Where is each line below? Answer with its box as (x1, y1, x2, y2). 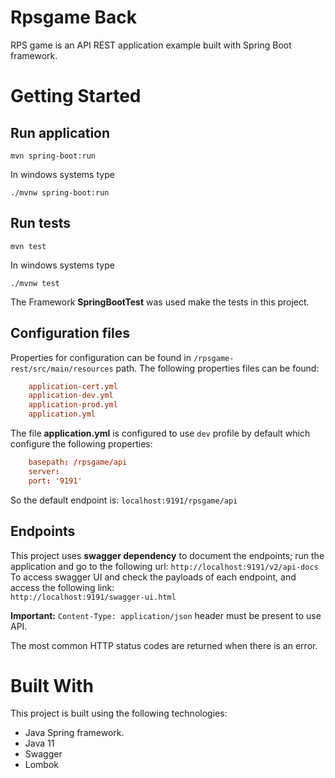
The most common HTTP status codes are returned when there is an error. (10, 639, 318, 651)
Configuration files (10, 325, 130, 342)
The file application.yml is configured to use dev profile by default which (10, 427, 311, 440)
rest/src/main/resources (10, 364, 114, 374)
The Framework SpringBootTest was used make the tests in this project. (10, 296, 310, 308)
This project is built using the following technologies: (10, 707, 228, 720)
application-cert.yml (28, 381, 118, 391)
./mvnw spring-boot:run (10, 187, 110, 198)
